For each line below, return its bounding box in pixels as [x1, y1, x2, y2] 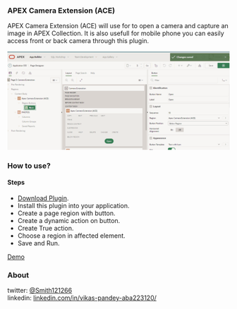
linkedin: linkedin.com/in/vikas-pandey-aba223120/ [7, 293, 157, 302]
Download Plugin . [17, 193, 69, 202]
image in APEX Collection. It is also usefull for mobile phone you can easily [7, 29, 224, 37]
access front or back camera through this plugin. [7, 37, 150, 45]
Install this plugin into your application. [17, 201, 130, 210]
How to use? [7, 161, 51, 171]
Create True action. [17, 224, 74, 232]
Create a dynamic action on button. [17, 216, 121, 224]
